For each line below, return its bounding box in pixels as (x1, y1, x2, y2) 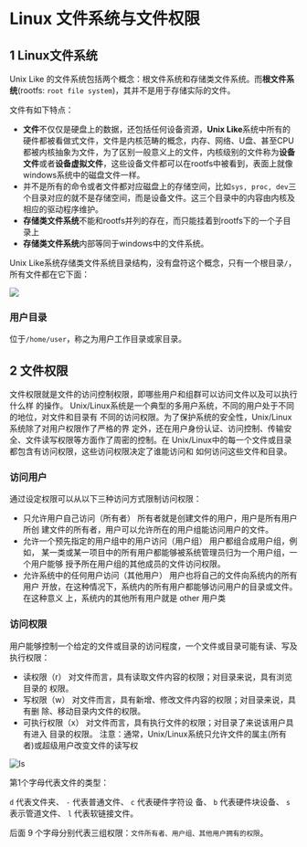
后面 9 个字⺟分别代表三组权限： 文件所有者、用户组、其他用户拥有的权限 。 (9, 827, 269, 838)
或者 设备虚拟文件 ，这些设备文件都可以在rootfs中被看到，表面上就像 (38, 158, 294, 169)
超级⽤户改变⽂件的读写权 (41, 739, 139, 750)
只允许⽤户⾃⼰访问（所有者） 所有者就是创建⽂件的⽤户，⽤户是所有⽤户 (22, 513, 298, 524)
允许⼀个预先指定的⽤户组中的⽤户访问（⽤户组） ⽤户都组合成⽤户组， (22, 535, 290, 546)
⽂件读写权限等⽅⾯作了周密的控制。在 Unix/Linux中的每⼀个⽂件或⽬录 (25, 435, 292, 446)
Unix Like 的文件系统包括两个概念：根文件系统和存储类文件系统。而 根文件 (9, 74, 287, 84)
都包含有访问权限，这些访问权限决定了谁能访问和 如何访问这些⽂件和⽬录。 (9, 446, 292, 457)
